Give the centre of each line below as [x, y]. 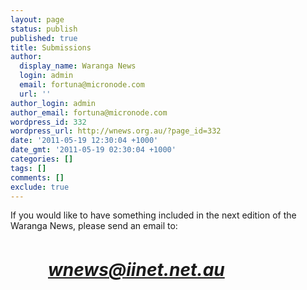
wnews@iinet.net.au [136, 270]
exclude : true [40, 187]
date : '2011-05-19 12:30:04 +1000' [84, 141]
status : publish [44, 29]
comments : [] [37, 177]
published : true [44, 38]
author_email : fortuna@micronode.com [89, 112]
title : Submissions [51, 47]
